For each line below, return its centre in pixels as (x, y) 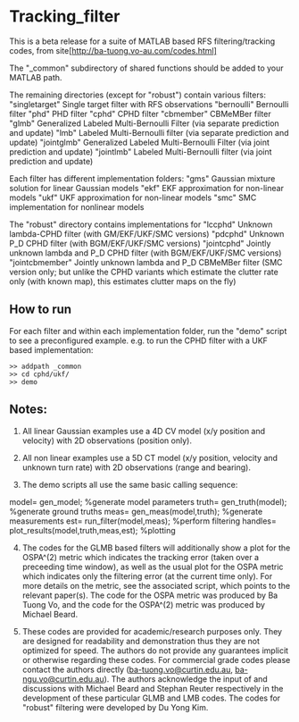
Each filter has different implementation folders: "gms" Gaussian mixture (142, 178)
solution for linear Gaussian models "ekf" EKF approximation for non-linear (146, 188)
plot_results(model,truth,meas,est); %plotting (92, 530)
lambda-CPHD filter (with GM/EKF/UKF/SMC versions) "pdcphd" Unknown (147, 233)
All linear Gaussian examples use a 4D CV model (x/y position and (144, 431)
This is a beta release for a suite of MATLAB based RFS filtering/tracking (142, 41)
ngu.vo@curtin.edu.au (63, 679)
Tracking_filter (65, 17)
